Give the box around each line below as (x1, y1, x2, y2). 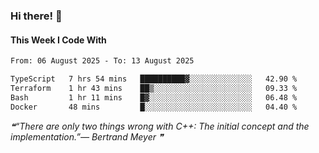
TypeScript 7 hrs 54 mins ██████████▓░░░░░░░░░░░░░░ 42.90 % (10, 74, 298, 84)
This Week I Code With (10, 34, 107, 46)
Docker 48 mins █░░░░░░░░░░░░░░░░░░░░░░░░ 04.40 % (10, 102, 298, 112)
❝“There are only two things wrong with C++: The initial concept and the (10, 120, 310, 132)
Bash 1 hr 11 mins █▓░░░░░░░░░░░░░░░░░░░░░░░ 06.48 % (10, 92, 298, 103)
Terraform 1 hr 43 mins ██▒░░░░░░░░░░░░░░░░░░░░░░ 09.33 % (10, 83, 298, 93)
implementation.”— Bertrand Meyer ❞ (10, 130, 164, 143)
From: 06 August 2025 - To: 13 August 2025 (10, 56, 195, 66)
